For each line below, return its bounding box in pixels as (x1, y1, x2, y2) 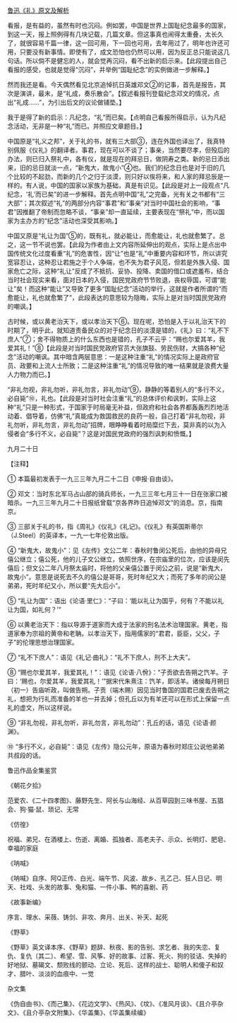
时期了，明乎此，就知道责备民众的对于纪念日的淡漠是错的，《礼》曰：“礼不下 (7, 326, 230, 334)
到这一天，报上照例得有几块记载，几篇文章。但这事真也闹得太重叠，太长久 (7, 30, 224, 38)
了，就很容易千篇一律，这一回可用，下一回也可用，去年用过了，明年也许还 (7, 39, 224, 47)
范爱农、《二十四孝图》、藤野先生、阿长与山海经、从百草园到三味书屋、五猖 (7, 796, 224, 805)
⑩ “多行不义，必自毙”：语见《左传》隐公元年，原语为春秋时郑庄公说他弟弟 (7, 742, 225, 751)
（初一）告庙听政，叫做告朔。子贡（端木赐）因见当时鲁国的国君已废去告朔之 (7, 686, 230, 694)
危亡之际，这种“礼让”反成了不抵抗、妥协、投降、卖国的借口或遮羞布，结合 (13, 267, 229, 275)
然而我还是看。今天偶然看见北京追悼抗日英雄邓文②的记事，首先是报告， (7, 81, 220, 88)
